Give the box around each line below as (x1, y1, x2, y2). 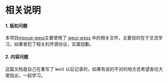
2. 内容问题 (5, 54, 29, 60)
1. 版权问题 (5, 22, 28, 28)
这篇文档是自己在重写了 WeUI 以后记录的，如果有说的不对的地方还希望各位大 (5, 66, 163, 72)
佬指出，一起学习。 (5, 72, 46, 78)
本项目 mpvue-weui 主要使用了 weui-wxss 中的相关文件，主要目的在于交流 (5, 35, 158, 41)
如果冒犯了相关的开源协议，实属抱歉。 (14, 41, 94, 47)
